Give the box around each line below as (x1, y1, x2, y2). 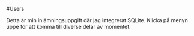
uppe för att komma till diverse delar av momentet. (6, 23, 131, 30)
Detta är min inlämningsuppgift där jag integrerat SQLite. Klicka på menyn (6, 17, 188, 23)
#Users (6, 5, 25, 12)
